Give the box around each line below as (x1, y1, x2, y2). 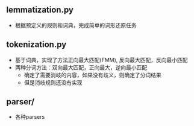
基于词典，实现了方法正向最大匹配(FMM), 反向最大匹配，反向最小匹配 (14, 56, 188, 63)
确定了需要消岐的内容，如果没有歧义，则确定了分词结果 (23, 71, 161, 78)
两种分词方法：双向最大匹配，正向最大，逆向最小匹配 (14, 63, 148, 71)
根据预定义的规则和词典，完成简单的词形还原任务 (14, 21, 137, 29)
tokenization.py (6, 39, 67, 50)
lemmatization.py (6, 5, 74, 15)
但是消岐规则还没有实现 (23, 78, 83, 86)
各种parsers (14, 113, 45, 121)
